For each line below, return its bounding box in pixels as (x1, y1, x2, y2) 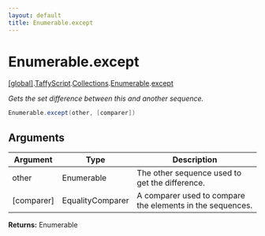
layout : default (8, 11, 62, 20)
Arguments (8, 131, 65, 144)
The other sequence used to (136, 168, 242, 179)
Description (172, 154, 218, 165)
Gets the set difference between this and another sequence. (8, 94, 204, 103)
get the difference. (136, 178, 205, 189)
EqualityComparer (62, 195, 129, 206)
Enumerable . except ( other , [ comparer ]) (8, 109, 136, 117)
